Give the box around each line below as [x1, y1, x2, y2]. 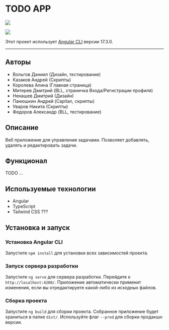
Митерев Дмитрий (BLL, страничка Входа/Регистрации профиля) [12, 87, 153, 93]
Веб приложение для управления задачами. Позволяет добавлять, [5, 137, 149, 143]
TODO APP [5, 3, 51, 15]
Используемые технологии [5, 184, 96, 193]
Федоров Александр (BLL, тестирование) [12, 109, 102, 115]
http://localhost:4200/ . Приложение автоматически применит [5, 279, 141, 285]
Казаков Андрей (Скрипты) [12, 77, 71, 83]
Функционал [5, 157, 48, 165]
